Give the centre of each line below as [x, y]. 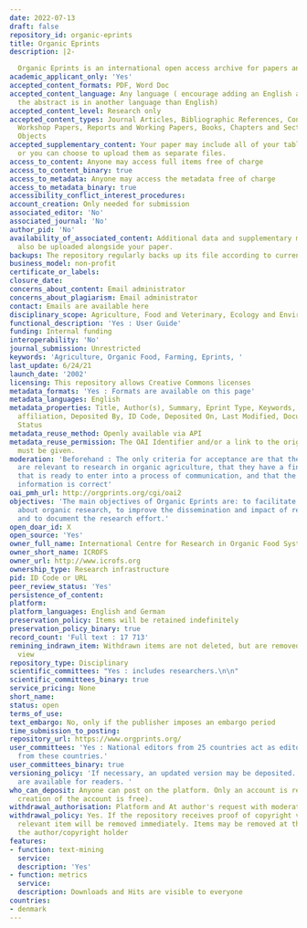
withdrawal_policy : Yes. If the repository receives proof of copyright [151, 816]
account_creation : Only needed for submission [100, 205]
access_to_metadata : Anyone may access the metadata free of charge [143, 179]
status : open [34, 705]
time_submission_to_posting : [65, 731]
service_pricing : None [53, 689]
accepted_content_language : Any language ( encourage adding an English [151, 94]
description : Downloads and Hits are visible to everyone [131, 892]
